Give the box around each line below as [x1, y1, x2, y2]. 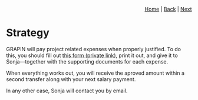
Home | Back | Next [144, 6, 192, 12]
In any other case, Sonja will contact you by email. [6, 87, 128, 94]
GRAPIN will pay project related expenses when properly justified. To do [6, 45, 181, 52]
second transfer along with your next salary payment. [6, 75, 136, 82]
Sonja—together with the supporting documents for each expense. [6, 58, 169, 65]
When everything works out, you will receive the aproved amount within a [6, 69, 184, 76]
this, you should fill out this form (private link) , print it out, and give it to [6, 52, 178, 59]
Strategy [6, 26, 50, 39]
